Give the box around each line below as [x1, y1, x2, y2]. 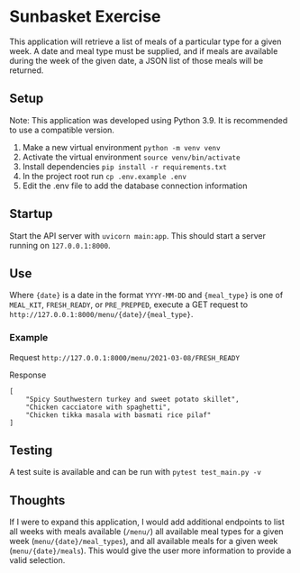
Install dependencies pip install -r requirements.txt [22, 160, 227, 172]
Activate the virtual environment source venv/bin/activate [22, 151, 241, 162]
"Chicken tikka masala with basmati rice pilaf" [25, 410, 212, 420]
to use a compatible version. [9, 124, 115, 135]
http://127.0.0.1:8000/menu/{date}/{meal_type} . [9, 309, 194, 320]
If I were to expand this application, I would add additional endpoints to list [9, 516, 286, 528]
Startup [9, 206, 53, 222]
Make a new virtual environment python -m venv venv [22, 141, 221, 152]
